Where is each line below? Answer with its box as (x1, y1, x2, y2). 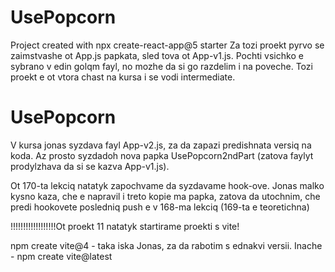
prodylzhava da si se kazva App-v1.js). (10, 160, 170, 172)
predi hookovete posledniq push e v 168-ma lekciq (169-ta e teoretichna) (10, 201, 310, 213)
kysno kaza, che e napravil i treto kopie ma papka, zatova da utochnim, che (10, 190, 321, 202)
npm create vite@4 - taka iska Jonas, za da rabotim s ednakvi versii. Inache (10, 239, 323, 251)
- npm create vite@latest (10, 250, 113, 262)
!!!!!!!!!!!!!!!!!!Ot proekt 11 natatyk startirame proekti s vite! (10, 220, 240, 232)
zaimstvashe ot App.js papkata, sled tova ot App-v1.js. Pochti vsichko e (10, 49, 304, 61)
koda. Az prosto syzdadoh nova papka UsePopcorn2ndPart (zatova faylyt (10, 149, 314, 161)
